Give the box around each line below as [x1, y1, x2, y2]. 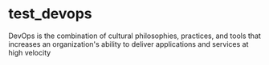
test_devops [8, 5, 92, 23]
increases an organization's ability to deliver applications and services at [8, 39, 249, 48]
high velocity [8, 48, 51, 57]
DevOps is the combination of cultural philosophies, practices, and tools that [8, 31, 261, 40]
